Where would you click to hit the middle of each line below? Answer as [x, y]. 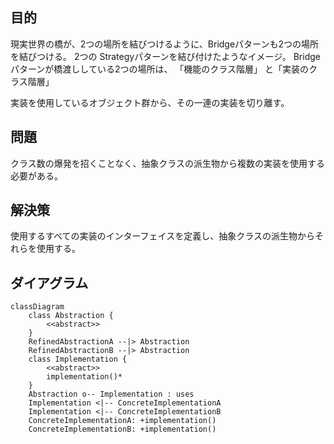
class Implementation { [78, 359]
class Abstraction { [71, 316]
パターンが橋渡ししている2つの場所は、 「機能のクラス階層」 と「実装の [160, 69]
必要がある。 [36, 175]
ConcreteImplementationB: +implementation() [122, 429]
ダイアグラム [49, 283]
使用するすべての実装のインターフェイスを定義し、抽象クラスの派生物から [162, 236]
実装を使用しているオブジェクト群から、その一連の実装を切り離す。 [150, 102]
